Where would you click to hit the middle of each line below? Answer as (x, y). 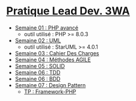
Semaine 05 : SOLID (40, 66)
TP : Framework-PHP (50, 91)
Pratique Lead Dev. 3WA (68, 11)
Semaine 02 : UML (38, 40)
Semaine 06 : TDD (38, 72)
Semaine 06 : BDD (38, 79)
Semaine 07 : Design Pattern (50, 85)
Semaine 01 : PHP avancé (47, 28)
